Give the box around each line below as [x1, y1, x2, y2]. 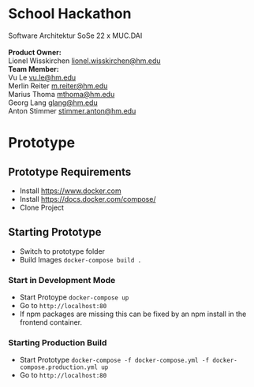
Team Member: [8, 64, 59, 73]
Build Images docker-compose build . [19, 255, 142, 264]
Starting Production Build [8, 337, 107, 348]
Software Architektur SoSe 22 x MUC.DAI [8, 31, 143, 40]
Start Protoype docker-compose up [19, 292, 129, 302]
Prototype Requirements [8, 165, 132, 178]
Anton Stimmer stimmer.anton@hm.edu [8, 106, 136, 115]
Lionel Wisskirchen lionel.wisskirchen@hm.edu [8, 56, 161, 65]
